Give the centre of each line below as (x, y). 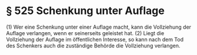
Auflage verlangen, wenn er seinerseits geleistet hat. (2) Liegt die (85, 33)
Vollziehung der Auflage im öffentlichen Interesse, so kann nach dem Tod (95, 39)
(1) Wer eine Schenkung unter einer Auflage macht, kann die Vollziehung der (99, 27)
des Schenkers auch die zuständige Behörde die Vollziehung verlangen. (93, 46)
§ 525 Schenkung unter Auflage (85, 11)
